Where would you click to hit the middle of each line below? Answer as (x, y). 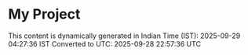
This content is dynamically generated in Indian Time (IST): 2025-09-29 (124, 36)
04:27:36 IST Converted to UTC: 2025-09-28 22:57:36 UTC (105, 43)
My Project (44, 14)
